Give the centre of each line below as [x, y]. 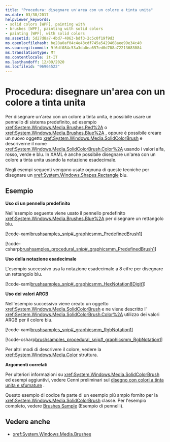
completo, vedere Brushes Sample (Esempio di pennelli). [64, 406]
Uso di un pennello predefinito [38, 203]
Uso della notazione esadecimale [41, 259]
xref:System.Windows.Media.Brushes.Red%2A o [56, 128]
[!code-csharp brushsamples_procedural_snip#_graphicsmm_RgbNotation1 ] [84, 339]
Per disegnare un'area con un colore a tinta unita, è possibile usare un [78, 117]
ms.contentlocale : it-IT [31, 57]
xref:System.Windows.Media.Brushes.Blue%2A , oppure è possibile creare [83, 133]
